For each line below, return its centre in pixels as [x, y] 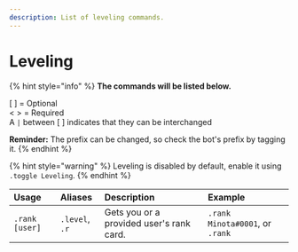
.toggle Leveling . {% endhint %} [70, 175]
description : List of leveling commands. [87, 17]
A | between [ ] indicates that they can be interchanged [111, 122]
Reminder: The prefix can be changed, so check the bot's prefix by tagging [147, 139]
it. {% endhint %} [41, 148]
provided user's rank [147, 223]
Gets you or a [132, 212]
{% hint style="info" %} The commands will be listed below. [121, 86]
